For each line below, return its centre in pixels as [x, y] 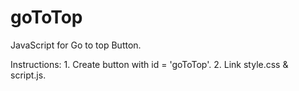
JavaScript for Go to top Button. [76, 45]
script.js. [28, 75]
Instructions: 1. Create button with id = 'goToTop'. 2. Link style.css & [149, 64]
